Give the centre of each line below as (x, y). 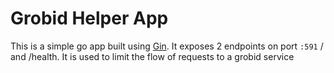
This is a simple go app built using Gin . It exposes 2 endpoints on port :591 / (167, 46)
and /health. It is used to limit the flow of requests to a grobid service (152, 56)
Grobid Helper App (89, 18)
